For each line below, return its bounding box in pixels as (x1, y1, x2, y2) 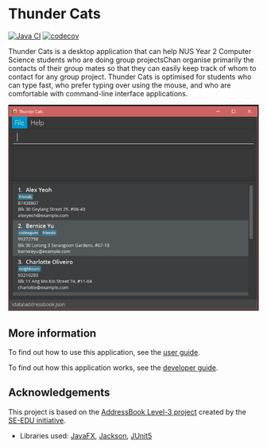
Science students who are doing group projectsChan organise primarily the (8, 55, 254, 64)
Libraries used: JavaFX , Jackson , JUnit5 (19, 430, 153, 440)
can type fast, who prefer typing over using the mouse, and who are (8, 80, 231, 90)
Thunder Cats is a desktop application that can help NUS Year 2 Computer (8, 46, 252, 56)
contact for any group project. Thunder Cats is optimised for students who (8, 72, 252, 81)
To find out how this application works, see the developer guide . (8, 363, 219, 372)
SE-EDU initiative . (8, 415, 66, 425)
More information (8, 326, 97, 340)
